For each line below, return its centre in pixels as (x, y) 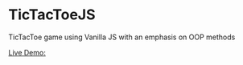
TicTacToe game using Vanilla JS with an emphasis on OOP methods (122, 37)
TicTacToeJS (52, 15)
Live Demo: (27, 52)
